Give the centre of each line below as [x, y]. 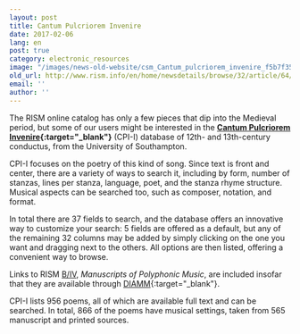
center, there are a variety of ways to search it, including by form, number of [150, 173]
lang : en [25, 42]
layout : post [33, 17]
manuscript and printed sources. [69, 320]
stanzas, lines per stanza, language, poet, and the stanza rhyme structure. [146, 182]
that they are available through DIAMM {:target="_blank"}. [115, 283]
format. [23, 201]
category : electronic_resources [69, 59]
